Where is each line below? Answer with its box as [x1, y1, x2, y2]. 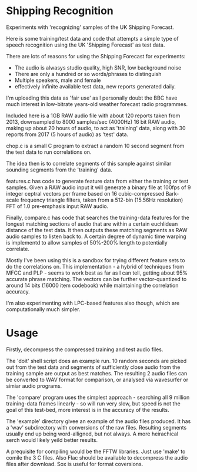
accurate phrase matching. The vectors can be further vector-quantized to [6, 275, 187, 282]
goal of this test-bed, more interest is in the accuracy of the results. [6, 406, 169, 413]
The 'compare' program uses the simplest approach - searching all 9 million [6, 394, 190, 401]
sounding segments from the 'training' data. [6, 166, 113, 173]
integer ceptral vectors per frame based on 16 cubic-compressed [6, 190, 165, 197]
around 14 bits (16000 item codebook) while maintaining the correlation [6, 282, 179, 289]
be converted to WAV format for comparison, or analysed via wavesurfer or [6, 376, 189, 383]
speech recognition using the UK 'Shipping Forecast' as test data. [6, 41, 165, 48]
